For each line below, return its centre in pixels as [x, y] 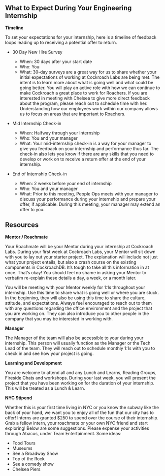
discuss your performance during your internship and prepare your [87, 199]
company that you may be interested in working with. [59, 318]
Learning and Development [33, 363]
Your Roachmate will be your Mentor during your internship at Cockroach [79, 246]
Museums [22, 448]
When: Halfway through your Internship [60, 133]
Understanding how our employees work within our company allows [89, 108]
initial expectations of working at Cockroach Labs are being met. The [90, 77]
